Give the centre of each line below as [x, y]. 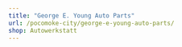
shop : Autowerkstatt [43, 30]
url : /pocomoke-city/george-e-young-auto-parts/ [91, 23]
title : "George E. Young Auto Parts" [72, 16]
